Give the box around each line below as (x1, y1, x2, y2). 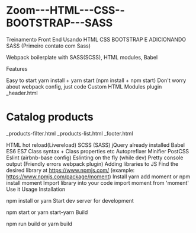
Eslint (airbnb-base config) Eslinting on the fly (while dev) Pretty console (6, 154, 184, 161)
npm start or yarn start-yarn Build (6, 209, 88, 216)
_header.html (6, 89, 38, 96)
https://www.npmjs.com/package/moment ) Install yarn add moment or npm (6, 173, 191, 180)
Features (6, 65, 28, 72)
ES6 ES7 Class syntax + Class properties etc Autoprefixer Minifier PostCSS (6, 147, 189, 155)
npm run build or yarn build (6, 220, 73, 227)
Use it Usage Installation (6, 185, 66, 193)
